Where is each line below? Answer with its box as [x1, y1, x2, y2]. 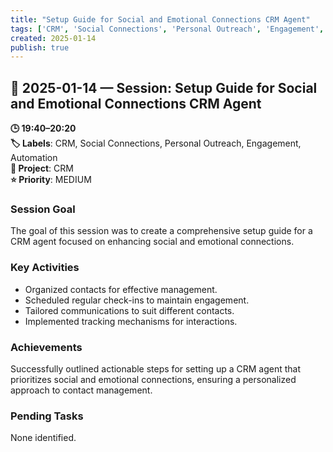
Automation [10, 152, 58, 164]
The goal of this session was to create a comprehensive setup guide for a [10, 225, 313, 237]
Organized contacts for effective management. [24, 283, 218, 295]
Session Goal [10, 202, 76, 216]
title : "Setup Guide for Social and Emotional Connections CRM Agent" [10, 14, 311, 25]
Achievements [10, 340, 83, 354]
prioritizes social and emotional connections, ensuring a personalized [10, 373, 297, 385]
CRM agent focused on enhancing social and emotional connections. [10, 236, 295, 248]
